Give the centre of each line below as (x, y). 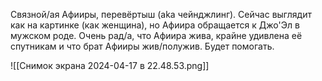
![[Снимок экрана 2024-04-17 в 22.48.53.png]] (110, 65)
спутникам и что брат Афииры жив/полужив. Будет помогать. (142, 46)
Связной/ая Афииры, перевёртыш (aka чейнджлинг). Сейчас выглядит (161, 14)
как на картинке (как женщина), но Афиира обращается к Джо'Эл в (155, 25)
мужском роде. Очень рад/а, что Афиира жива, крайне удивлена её (156, 35)
